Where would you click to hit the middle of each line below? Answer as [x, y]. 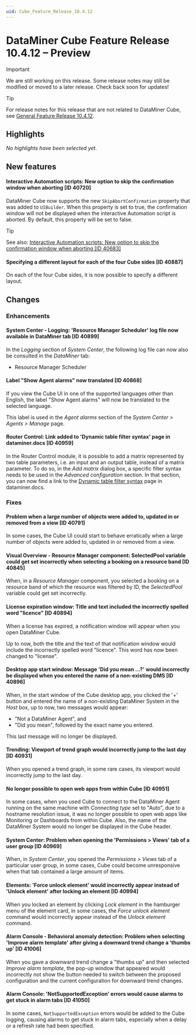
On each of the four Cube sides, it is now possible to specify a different [92, 275]
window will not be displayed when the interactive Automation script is [91, 213]
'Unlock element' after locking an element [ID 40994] [72, 891]
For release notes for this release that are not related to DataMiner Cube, [94, 110]
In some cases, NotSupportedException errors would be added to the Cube [96, 1013]
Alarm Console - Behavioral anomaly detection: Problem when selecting [96, 937]
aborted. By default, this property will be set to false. [69, 219]
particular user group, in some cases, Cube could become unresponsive [93, 866]
